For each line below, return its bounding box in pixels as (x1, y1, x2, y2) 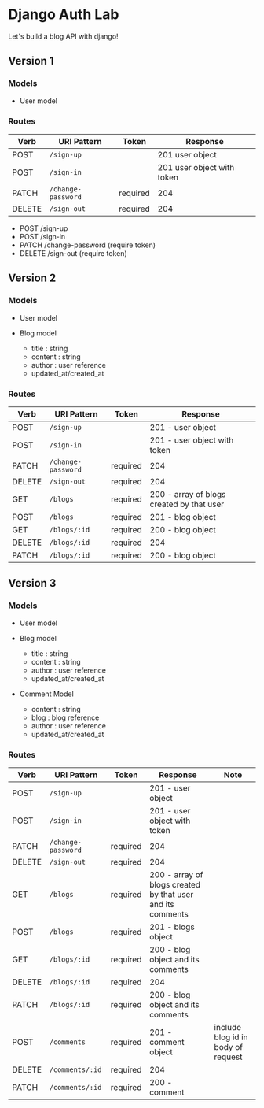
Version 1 (8, 54, 54, 68)
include (214, 1021, 242, 1032)
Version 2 (8, 272, 57, 285)
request (214, 1051, 243, 1062)
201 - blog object (149, 511, 216, 522)
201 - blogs (148, 921, 195, 932)
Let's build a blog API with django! (8, 31, 119, 41)
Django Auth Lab (8, 6, 119, 24)
